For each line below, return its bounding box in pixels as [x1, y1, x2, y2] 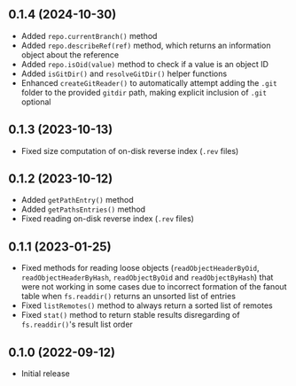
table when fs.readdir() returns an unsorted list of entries [20, 291, 237, 302]
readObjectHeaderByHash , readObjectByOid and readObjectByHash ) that [20, 272, 274, 282]
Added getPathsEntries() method [20, 204, 146, 215]
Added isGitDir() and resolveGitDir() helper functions [20, 68, 228, 79]
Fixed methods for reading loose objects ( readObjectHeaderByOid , [20, 263, 260, 274]
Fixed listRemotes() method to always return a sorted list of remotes [20, 300, 273, 311]
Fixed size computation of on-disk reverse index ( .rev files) [20, 145, 239, 156]
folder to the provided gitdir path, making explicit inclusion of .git [20, 87, 268, 97]
